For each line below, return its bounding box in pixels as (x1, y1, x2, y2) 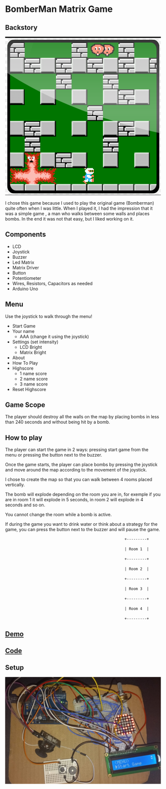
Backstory (5, 23, 38, 32)
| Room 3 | (124, 586, 149, 592)
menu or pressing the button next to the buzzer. (5, 452, 102, 458)
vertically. (5, 482, 25, 488)
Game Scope (5, 400, 45, 409)
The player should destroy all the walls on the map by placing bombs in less (5, 414, 160, 420)
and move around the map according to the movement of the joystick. (5, 467, 147, 473)
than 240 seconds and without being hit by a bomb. (5, 419, 110, 425)
